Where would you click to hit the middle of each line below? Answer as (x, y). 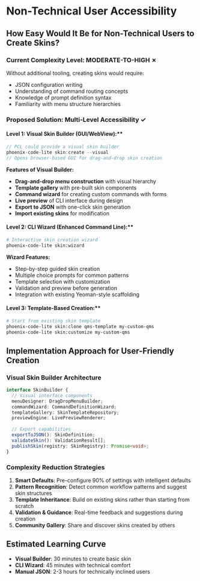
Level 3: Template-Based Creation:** (53, 308)
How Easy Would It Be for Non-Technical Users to (100, 33)
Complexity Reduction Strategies (56, 467)
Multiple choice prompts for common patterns (72, 275)
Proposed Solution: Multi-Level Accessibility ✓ (76, 119)
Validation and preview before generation (66, 288)
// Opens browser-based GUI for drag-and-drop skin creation (84, 158)
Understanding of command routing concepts (71, 91)
